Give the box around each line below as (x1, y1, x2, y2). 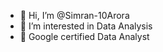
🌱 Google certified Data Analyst (19, 31, 150, 42)
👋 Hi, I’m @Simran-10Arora (19, 10, 130, 21)
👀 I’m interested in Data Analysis (19, 20, 153, 32)
